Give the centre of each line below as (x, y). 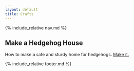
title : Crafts (19, 14)
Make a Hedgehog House (44, 43)
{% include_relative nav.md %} (36, 28)
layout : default (21, 9)
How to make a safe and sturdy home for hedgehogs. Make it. (67, 55)
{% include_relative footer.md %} (38, 64)
